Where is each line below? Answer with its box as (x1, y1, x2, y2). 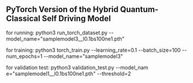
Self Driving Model (42, 14, 111, 24)
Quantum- (119, 5, 159, 15)
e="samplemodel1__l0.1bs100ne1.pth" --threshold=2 (6, 70, 132, 77)
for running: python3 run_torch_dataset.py (6, 29, 108, 36)
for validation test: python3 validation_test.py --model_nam (6, 64, 149, 71)
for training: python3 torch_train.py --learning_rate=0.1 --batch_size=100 (6, 46, 181, 53)
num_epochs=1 (6, 52, 43, 60)
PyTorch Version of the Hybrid (6, 5, 119, 15)
